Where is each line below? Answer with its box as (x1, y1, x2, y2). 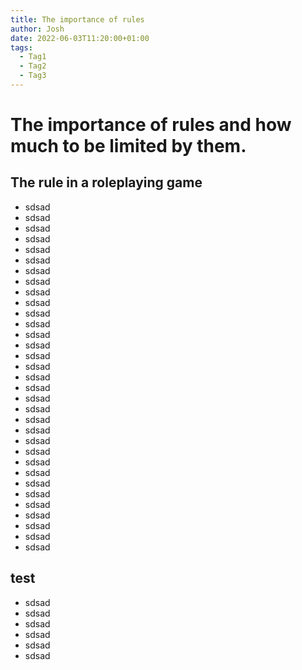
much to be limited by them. (10, 135, 247, 158)
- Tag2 (19, 61, 47, 71)
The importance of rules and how (10, 114, 292, 136)
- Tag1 (19, 52, 47, 62)
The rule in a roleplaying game (10, 174, 203, 191)
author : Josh (10, 24, 65, 34)
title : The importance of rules (10, 14, 145, 25)
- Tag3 (19, 71, 47, 81)
